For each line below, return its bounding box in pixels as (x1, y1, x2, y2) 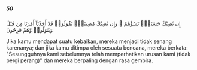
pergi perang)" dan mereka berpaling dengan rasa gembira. (6, 57, 154, 64)
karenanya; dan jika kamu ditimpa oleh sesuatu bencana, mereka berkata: (6, 44, 188, 51)
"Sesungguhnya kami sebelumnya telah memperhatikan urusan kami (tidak (6, 50, 191, 57)
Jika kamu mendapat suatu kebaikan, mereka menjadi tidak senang (6, 38, 172, 45)
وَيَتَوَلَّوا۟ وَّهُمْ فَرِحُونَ (6, 26, 53, 33)
